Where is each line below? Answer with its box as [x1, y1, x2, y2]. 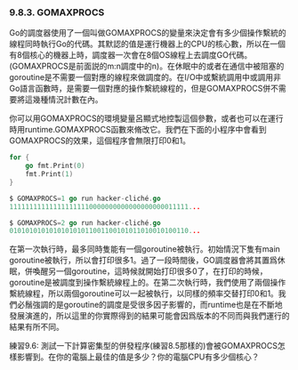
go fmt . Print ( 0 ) [25, 162, 86, 171]
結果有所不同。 [9, 322, 64, 333]
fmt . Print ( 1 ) [25, 170, 74, 179]
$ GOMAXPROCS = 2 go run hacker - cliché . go [9, 218, 162, 228]
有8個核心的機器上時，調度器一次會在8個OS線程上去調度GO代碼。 [9, 50, 253, 60]
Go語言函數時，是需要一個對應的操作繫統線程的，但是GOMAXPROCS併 [9, 83, 271, 94]
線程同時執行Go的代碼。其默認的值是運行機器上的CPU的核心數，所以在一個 [9, 38, 286, 50]
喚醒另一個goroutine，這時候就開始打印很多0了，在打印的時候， [32, 266, 268, 277]
